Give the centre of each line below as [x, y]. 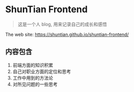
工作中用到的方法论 [33, 78]
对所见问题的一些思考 [35, 84]
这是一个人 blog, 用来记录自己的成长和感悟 [62, 24]
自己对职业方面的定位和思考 [42, 71]
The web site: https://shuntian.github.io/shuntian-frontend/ [67, 34]
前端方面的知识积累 [33, 65]
